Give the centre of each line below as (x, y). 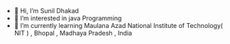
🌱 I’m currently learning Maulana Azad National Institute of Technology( (119, 25)
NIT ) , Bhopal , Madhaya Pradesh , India (73, 33)
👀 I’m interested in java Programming (68, 18)
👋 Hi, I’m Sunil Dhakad (46, 11)
